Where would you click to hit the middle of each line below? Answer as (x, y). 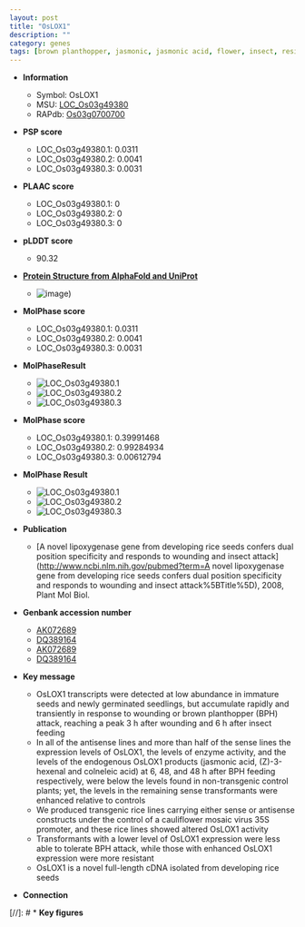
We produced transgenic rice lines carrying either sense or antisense (165, 810)
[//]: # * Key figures (46, 912)
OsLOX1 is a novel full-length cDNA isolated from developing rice (157, 868)
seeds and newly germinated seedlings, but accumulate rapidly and (162, 704)
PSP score (42, 132)
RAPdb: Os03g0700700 (80, 114)
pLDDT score (48, 241)
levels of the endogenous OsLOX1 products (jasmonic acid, (147, 762)
